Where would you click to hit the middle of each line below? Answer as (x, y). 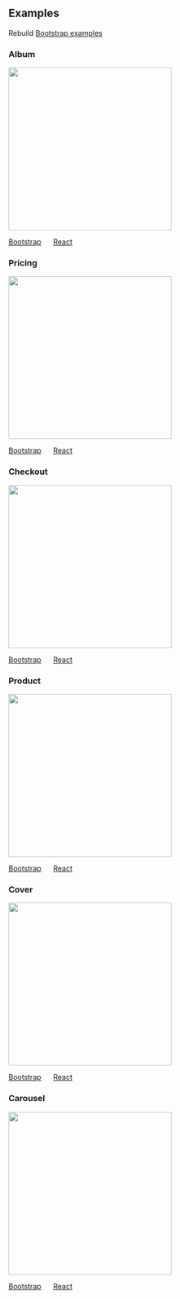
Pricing (23, 263)
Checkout (28, 472)
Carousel (27, 1099)
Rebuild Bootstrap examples (56, 33)
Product (25, 681)
